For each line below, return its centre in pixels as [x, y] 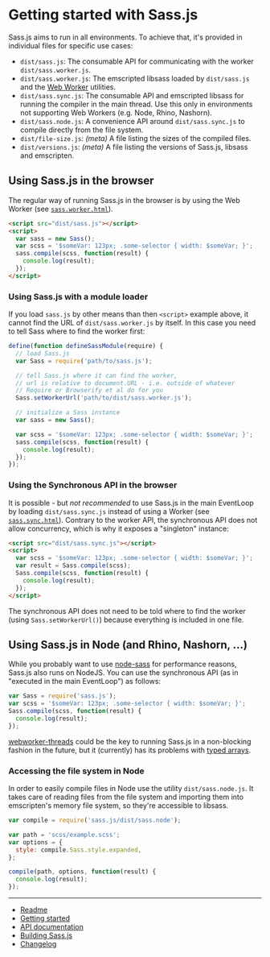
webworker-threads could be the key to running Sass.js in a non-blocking [130, 741]
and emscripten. [47, 155]
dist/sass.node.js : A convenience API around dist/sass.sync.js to [132, 121]
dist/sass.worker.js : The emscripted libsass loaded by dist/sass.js [135, 78]
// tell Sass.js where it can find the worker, [97, 375]
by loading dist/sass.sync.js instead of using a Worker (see [109, 511]
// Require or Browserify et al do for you [89, 391]
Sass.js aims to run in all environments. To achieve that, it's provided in [125, 37]
